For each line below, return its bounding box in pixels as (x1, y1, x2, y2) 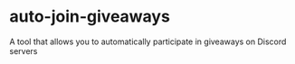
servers (9, 45, 38, 56)
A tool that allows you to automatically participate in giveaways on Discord (9, 36, 287, 47)
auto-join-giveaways (9, 6, 170, 27)
